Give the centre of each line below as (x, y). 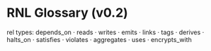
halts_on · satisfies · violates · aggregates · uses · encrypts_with (99, 39)
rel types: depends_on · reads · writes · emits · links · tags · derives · (105, 32)
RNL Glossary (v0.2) (67, 13)
